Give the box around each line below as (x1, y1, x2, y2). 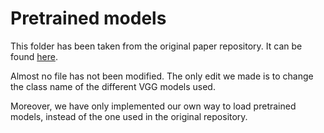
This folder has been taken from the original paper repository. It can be (10, 40, 303, 52)
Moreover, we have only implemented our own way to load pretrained (10, 100, 297, 112)
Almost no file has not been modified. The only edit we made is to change (10, 70, 314, 82)
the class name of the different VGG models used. (10, 80, 216, 92)
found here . (10, 50, 58, 62)
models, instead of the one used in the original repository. (10, 110, 248, 122)
